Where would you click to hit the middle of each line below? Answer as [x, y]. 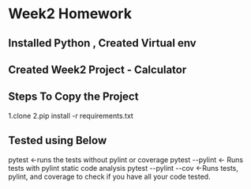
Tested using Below [58, 140]
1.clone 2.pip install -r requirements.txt [71, 115]
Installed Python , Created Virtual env [102, 43]
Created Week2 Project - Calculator [97, 69]
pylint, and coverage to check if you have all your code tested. [109, 176]
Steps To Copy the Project [73, 97]
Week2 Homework [70, 14]
